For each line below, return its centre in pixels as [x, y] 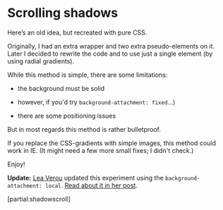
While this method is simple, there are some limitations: [88, 75]
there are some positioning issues [67, 116]
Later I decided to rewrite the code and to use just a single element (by [110, 54]
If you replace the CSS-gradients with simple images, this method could [112, 143]
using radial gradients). [41, 61]
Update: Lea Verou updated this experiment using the [85, 178]
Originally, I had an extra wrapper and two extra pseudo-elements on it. [111, 46]
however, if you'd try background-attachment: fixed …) [96, 102]
